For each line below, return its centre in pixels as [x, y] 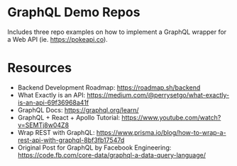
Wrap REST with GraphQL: [56, 132]
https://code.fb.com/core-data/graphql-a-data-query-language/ [111, 155]
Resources [40, 68]
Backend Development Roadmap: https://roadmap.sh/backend [109, 87]
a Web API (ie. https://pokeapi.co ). [57, 39]
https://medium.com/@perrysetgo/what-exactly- [158, 95]
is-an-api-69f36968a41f [53, 102]
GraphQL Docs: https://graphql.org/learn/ [78, 109]
